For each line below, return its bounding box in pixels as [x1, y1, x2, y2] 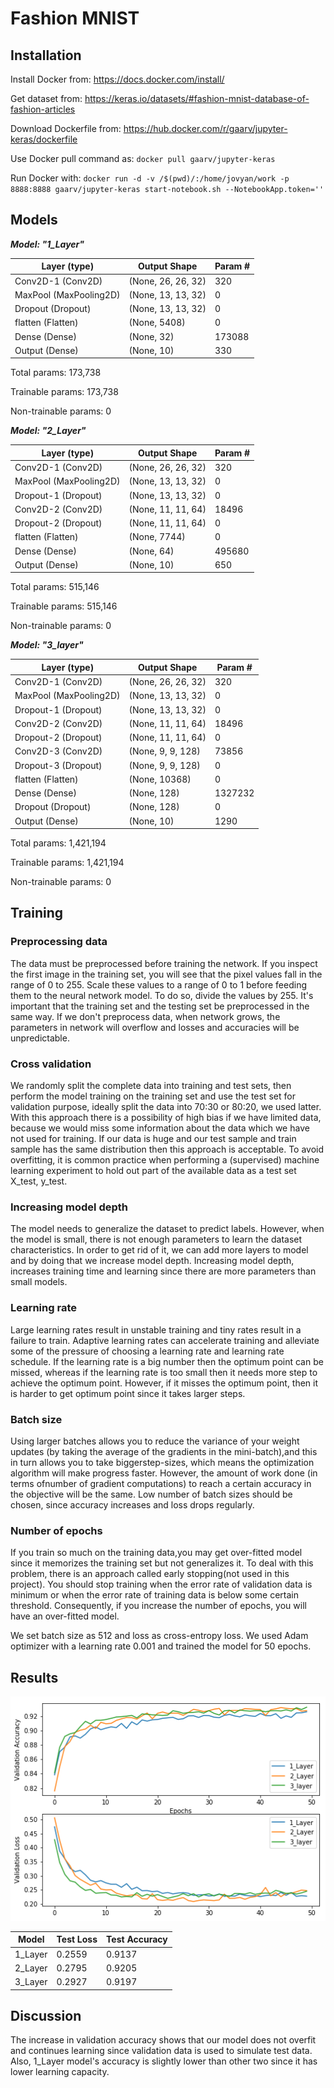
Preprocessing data [10, 935, 108, 949]
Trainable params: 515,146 [10, 600, 118, 612]
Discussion [10, 2008, 82, 2025]
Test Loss [56, 1933, 98, 1946]
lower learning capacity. [10, 2066, 110, 2078]
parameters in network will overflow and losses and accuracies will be [10, 1021, 300, 1033]
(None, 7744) [128, 531, 186, 543]
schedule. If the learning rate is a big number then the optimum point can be [10, 1355, 324, 1367]
